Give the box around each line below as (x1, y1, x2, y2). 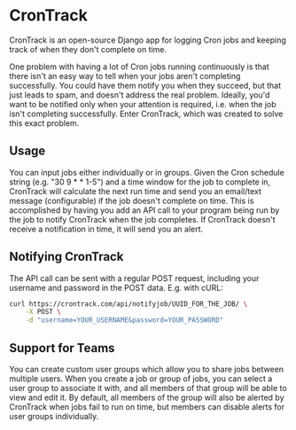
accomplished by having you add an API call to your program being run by (9, 205, 280, 215)
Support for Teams (9, 340, 115, 356)
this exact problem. (9, 117, 80, 129)
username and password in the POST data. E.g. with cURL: (9, 282, 223, 293)
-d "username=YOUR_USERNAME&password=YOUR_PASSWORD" (25, 316, 224, 324)
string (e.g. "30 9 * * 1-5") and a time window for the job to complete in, (9, 176, 271, 187)
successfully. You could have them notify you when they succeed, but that (9, 80, 282, 90)
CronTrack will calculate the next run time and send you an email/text (9, 185, 261, 196)
